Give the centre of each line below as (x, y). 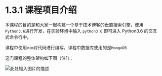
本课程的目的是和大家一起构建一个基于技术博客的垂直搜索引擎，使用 (74, 25)
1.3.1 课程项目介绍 (41, 10)
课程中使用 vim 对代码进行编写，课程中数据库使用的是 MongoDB (66, 47)
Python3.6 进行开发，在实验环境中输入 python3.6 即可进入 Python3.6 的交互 (81, 31)
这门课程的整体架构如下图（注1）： (40, 58)
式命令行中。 (18, 37)
